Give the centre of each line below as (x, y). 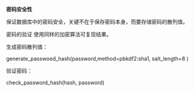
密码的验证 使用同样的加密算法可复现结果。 (59, 34)
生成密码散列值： (27, 47)
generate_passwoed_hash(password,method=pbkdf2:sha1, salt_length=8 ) (97, 59)
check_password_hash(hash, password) (55, 83)
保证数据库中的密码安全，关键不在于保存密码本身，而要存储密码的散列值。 (97, 22)
